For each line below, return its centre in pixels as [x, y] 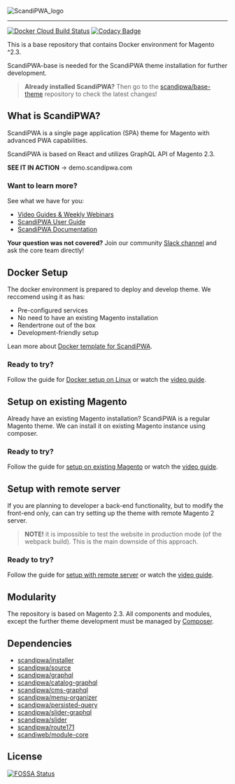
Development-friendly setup [58, 332]
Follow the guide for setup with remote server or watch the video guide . [111, 575]
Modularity [32, 597]
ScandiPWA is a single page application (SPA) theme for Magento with [108, 132]
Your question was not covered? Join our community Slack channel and [112, 243]
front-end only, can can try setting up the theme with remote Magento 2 [111, 513]
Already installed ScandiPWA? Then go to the [91, 87]
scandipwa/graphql [45, 675]
